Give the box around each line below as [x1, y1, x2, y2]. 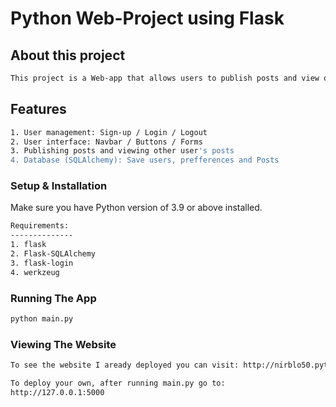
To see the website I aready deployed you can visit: [10, 360, 240, 371]
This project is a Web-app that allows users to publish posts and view [10, 73, 320, 83]
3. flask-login [10, 258, 74, 268]
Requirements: [10, 221, 70, 231]
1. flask [10, 240, 47, 250]
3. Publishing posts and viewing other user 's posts [10, 146, 235, 156]
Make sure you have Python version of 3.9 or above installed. [10, 202, 263, 214]
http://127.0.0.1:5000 [10, 387, 105, 397]
